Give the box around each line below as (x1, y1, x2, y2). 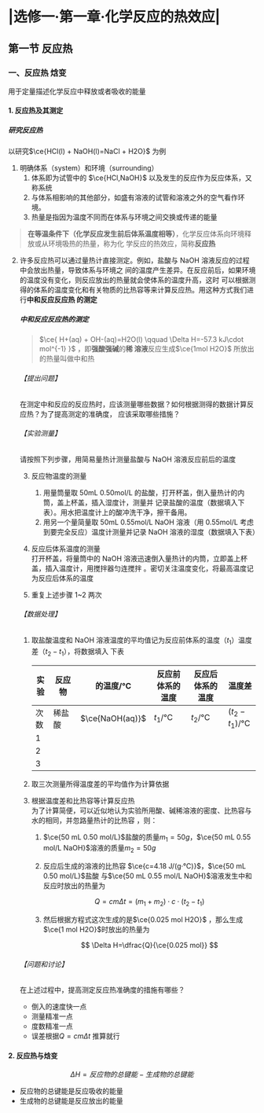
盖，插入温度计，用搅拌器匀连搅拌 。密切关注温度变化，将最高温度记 (31, 564, 254, 573)
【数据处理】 (19, 609, 61, 619)
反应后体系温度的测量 (31, 544, 101, 553)
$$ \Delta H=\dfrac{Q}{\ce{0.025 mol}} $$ (81, 941, 218, 950)
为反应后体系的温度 (31, 573, 94, 582)
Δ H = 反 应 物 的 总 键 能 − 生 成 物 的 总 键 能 (70, 1070, 194, 1079)
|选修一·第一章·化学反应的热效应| (8, 8, 221, 26)
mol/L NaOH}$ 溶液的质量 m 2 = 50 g (42, 843, 156, 854)
